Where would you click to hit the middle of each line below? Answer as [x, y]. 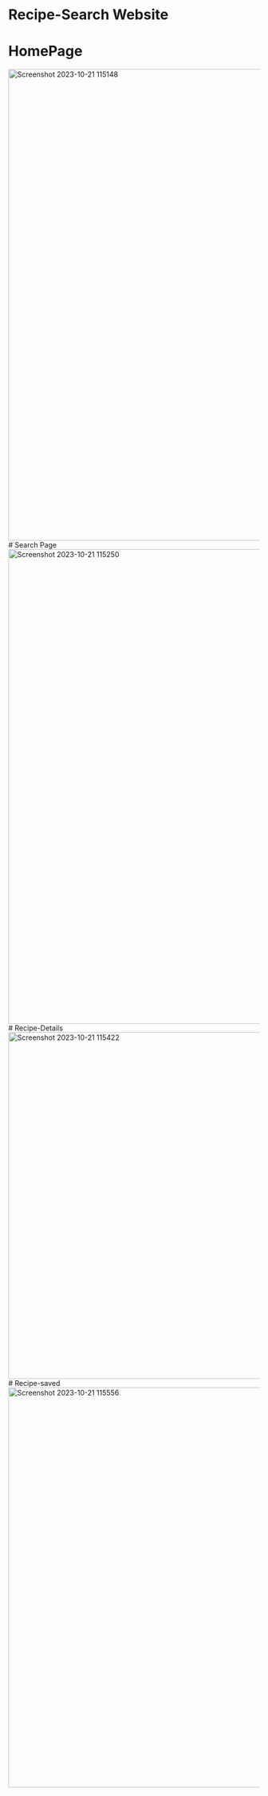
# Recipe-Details [36, 1028]
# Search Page [33, 545]
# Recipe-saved [34, 1384]
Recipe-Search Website [89, 15]
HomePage [45, 52]
